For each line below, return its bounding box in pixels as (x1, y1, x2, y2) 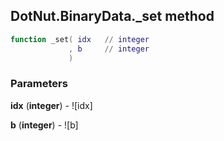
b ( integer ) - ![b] (10, 119, 79, 131)
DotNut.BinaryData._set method (10, 8, 215, 25)
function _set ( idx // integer (10, 34, 150, 44)
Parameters (10, 77, 68, 91)
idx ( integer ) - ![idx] (10, 99, 93, 111)
